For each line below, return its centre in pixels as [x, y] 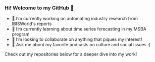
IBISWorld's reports [32, 24]
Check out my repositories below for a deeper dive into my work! [71, 54]
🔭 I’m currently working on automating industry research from [75, 19]
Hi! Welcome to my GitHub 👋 [39, 8]
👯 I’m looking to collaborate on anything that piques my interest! [77, 39]
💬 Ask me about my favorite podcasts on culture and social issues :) [81, 45]
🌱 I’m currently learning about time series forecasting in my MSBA [79, 29]
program [21, 34]
